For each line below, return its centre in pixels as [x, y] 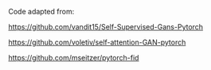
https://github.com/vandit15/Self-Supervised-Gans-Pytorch [106, 27]
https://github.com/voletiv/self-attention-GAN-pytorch [97, 42]
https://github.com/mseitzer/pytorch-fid [74, 58]
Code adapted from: [41, 12]
